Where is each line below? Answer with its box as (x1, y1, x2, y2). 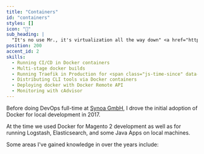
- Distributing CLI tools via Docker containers (12, 76, 137, 82)
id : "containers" (6, 15, 50, 21)
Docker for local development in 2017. (6, 110, 101, 118)
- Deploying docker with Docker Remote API (12, 82, 123, 89)
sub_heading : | (6, 32, 45, 38)
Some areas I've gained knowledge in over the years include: (6, 141, 159, 148)
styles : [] (6, 20, 34, 26)
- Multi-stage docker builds (12, 65, 86, 72)
